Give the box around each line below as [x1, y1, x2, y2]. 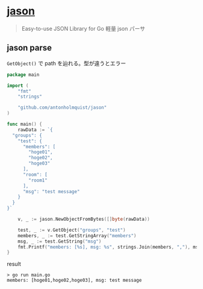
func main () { [7, 121, 43, 127]
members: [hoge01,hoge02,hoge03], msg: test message [7, 278, 142, 284]
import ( [7, 83, 29, 89]
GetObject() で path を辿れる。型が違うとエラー [7, 59, 126, 67]
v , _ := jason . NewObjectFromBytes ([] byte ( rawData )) [17, 216, 150, 222]
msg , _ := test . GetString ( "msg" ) [17, 238, 102, 244]
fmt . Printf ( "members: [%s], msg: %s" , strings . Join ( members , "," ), [17, 244, 190, 250]
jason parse [7, 43, 52, 53]
